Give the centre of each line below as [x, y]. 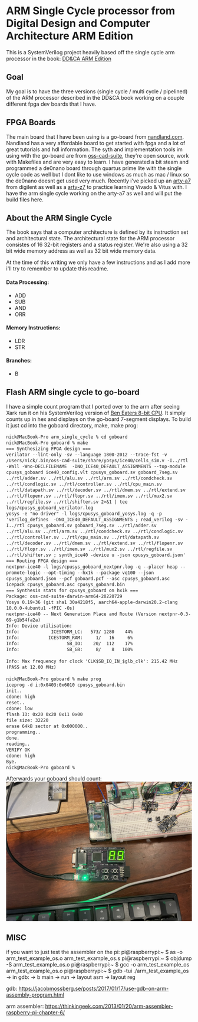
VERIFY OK [18, 750]
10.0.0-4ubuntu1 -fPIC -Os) [41, 608]
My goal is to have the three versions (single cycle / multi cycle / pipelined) [97, 91]
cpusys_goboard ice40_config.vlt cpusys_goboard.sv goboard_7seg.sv [92, 472]
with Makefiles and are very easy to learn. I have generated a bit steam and [98, 162]
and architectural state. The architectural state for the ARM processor [90, 239]
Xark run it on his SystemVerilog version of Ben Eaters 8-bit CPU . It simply [96, 413]
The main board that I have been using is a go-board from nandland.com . [95, 136]
